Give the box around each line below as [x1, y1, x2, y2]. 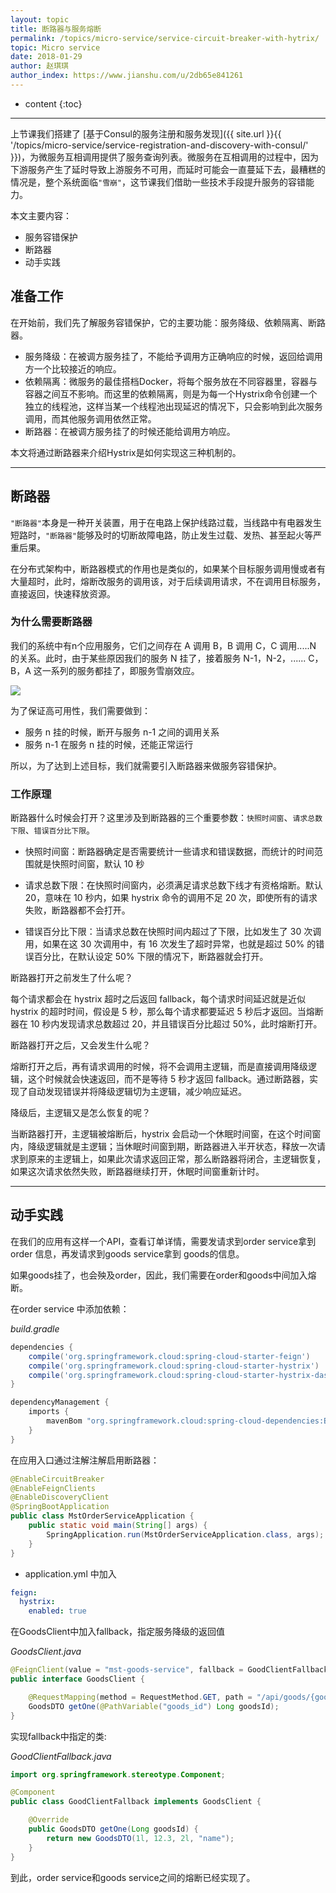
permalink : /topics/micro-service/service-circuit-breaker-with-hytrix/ [10, 33, 320, 43]
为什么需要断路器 [10, 615, 93, 629]
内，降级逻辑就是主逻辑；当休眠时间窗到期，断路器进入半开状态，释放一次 [10, 1141, 317, 1153]
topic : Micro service [10, 42, 101, 53]
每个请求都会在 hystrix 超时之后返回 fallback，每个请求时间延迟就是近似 [10, 993, 307, 1005]
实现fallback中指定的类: [10, 1730, 107, 1742]
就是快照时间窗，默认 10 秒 [33, 858, 145, 870]
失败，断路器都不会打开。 [24, 904, 131, 916]
